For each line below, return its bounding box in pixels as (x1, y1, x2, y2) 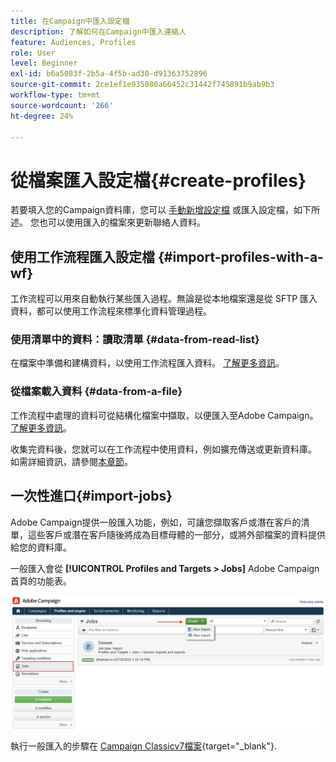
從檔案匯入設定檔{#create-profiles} (10, 169, 307, 192)
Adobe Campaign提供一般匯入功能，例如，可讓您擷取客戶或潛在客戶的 (10, 516, 302, 528)
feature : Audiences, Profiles (10, 37, 137, 47)
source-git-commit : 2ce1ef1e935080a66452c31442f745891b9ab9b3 (10, 80, 275, 90)
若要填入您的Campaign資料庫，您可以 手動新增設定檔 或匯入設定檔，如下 (10, 204, 312, 216)
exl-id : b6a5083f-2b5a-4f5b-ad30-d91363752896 (10, 69, 208, 79)
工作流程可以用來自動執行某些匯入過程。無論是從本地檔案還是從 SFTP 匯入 (10, 293, 318, 305)
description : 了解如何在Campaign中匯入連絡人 (10, 26, 187, 37)
